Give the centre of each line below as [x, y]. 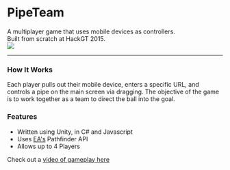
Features [22, 117]
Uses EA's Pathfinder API [52, 139]
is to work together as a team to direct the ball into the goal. [91, 99]
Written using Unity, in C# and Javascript [75, 132]
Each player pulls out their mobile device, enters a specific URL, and [103, 85]
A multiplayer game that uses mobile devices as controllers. [91, 31]
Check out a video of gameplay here [59, 159]
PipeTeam [36, 13]
